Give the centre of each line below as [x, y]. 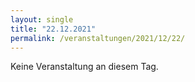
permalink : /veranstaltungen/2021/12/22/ [98, 38]
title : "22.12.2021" [53, 29]
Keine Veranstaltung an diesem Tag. [84, 67]
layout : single [42, 19]
